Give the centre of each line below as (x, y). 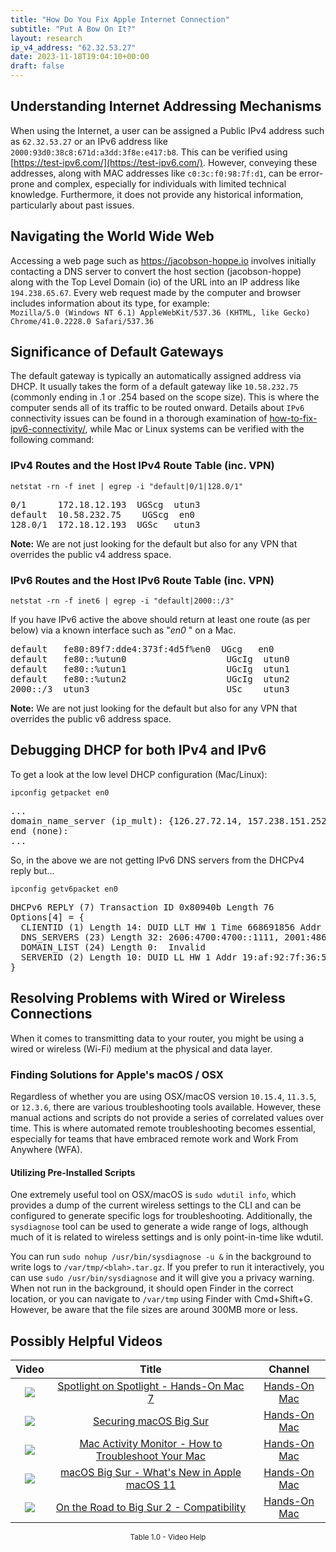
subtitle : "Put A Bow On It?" (73, 29)
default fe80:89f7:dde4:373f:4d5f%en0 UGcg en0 (142, 649)
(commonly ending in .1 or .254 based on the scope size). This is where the (165, 397)
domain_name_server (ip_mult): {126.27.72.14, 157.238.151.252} (171, 820)
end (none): (39, 830)
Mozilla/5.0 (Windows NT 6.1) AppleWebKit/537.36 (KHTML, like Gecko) (160, 312)
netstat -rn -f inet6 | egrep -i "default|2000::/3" (122, 601)
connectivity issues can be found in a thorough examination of (139, 418)
